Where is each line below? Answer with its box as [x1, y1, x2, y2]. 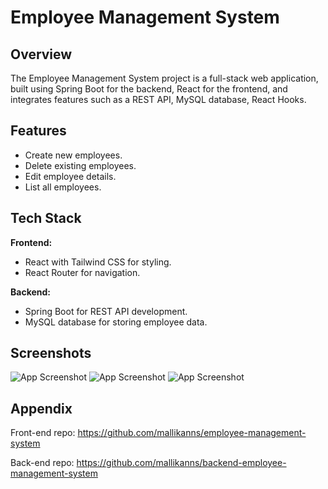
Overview [10, 46, 73, 63]
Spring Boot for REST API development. [24, 305, 188, 317]
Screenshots [10, 345, 92, 362]
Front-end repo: [10, 427, 76, 439]
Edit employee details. [24, 170, 117, 182]
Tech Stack [10, 210, 82, 227]
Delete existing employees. [24, 159, 137, 171]
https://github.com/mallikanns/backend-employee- [76, 457, 287, 469]
